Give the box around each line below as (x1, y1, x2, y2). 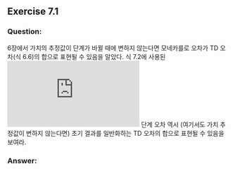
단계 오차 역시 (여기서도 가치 (140, 120, 219, 129)
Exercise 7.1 (7, 6, 59, 18)
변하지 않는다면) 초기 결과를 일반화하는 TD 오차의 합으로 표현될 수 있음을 (25, 129, 225, 137)
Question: (7, 27, 42, 37)
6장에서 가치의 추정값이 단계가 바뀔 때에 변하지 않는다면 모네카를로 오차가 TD (7, 44, 219, 52)
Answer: (7, 156, 37, 165)
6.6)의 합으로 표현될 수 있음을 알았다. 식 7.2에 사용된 (22, 52, 166, 61)
